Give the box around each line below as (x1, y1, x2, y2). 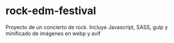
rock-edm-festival (5, 4, 96, 18)
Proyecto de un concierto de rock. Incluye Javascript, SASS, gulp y (5, 24, 168, 31)
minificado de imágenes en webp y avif (5, 29, 101, 37)
